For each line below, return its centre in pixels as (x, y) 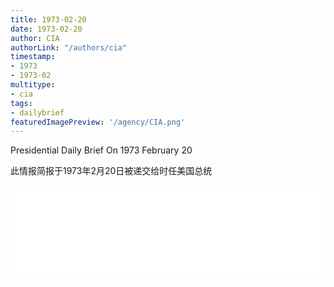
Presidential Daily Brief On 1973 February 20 (101, 150)
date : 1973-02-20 (46, 29)
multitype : (33, 85)
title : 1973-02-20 (48, 19)
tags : (21, 103)
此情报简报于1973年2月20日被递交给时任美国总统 (111, 171)
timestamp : (33, 57)
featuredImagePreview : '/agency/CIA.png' (98, 122)
